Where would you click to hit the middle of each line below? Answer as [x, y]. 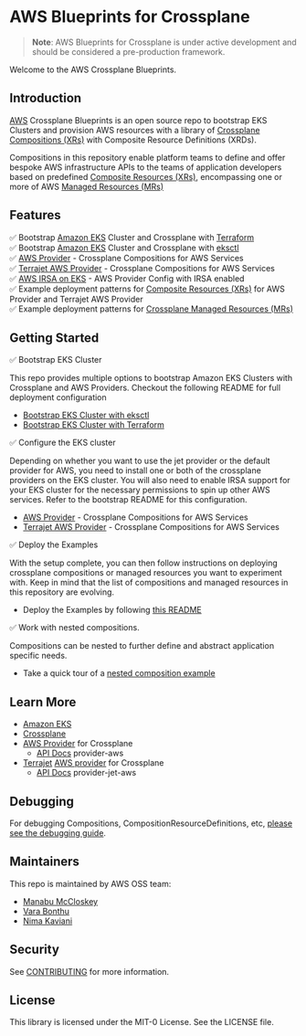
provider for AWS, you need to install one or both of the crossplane [136, 470]
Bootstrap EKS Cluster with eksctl [86, 415]
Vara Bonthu [46, 911]
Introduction [46, 98]
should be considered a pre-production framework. [128, 51]
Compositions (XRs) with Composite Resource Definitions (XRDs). [133, 140]
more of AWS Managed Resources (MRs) [87, 186]
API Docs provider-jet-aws [86, 773]
